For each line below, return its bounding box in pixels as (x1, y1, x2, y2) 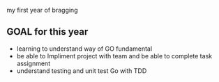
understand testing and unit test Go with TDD (16, 66, 147, 75)
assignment (16, 59, 50, 67)
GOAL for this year (6, 26, 89, 38)
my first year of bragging (6, 6, 78, 14)
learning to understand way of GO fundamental (16, 44, 153, 53)
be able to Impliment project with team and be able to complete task (16, 51, 213, 60)
